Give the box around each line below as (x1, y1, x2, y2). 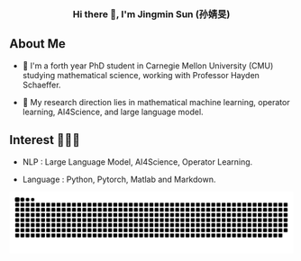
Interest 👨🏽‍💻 (9, 132, 81, 148)
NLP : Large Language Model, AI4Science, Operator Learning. (22, 156, 253, 167)
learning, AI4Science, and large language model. (22, 106, 205, 117)
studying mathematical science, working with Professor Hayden (22, 69, 260, 80)
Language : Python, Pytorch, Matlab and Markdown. (22, 174, 216, 184)
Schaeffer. (22, 79, 61, 90)
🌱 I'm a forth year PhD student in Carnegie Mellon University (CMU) (22, 60, 274, 71)
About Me (9, 36, 66, 51)
